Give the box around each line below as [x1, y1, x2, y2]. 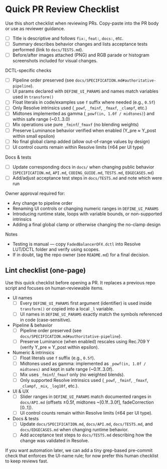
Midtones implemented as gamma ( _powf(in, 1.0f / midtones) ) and [12, 111, 154, 117]
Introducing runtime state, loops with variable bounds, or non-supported [12, 210, 162, 217]
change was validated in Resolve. [20, 438, 89, 444]
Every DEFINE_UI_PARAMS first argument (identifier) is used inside [20, 300, 152, 306]
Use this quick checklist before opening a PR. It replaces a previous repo [5, 279, 155, 285]
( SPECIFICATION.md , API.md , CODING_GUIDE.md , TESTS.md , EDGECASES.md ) [12, 170, 154, 176]
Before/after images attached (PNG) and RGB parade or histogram [12, 52, 149, 58]
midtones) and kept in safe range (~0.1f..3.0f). [20, 366, 114, 372]
